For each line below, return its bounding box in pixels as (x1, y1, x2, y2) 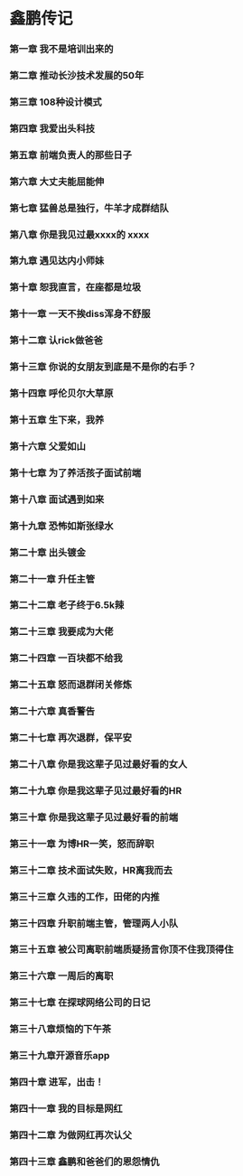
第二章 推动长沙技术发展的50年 (9, 70, 145, 82)
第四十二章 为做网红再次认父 (9, 1128, 133, 1141)
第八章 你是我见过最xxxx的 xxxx (9, 228, 150, 240)
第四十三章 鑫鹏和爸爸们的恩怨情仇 (9, 1155, 160, 1168)
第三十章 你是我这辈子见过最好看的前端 (9, 810, 179, 823)
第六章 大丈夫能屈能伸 (9, 175, 105, 188)
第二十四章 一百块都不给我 (9, 652, 124, 665)
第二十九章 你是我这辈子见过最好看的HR (9, 784, 182, 797)
